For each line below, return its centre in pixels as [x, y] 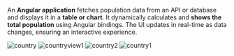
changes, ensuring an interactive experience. [72, 32]
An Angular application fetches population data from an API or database [112, 10]
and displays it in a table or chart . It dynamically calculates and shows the [115, 17]
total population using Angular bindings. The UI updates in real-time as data [117, 25]
